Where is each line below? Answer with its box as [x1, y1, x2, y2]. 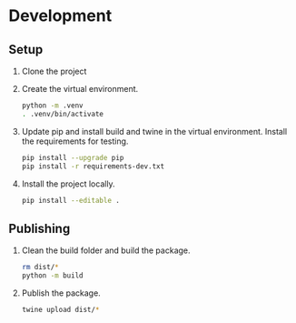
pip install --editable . [21, 196, 120, 205]
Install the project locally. [21, 178, 115, 189]
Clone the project [21, 66, 87, 76]
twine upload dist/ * [21, 305, 100, 314]
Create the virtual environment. [21, 84, 139, 94]
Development [8, 5, 113, 26]
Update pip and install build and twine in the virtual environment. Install [21, 126, 288, 136]
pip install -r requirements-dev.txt [21, 161, 165, 171]
